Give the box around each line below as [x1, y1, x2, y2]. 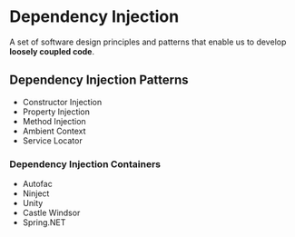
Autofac [22, 179, 53, 190]
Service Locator [22, 134, 84, 146]
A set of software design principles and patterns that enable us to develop [9, 36, 287, 47]
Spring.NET [22, 217, 66, 228]
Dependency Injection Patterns [9, 73, 189, 88]
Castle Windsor [22, 207, 81, 219]
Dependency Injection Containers [9, 157, 162, 170]
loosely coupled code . [9, 45, 95, 56]
